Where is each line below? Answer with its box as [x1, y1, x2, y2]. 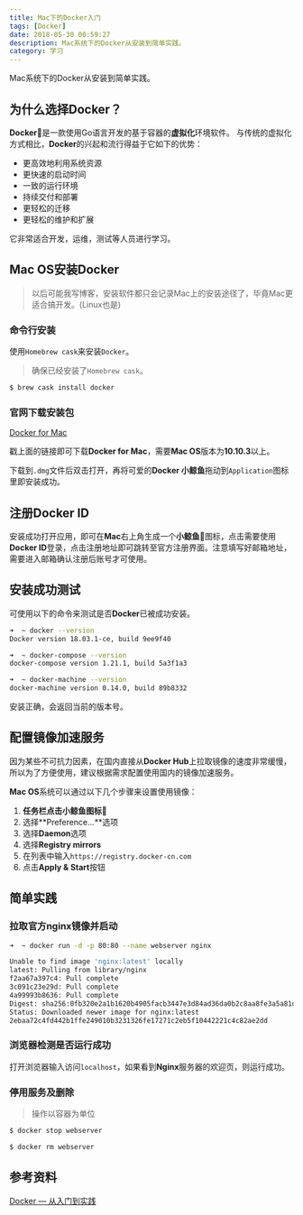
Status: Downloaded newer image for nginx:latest [9, 1008, 200, 1017]
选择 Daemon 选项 [22, 827, 87, 839]
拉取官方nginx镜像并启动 [9, 920, 118, 933]
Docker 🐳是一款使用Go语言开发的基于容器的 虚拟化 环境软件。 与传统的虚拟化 [9, 127, 292, 138]
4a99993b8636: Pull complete [9, 990, 119, 999]
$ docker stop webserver [9, 1127, 103, 1136]
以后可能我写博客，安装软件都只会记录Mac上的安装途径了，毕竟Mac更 [31, 288, 293, 299]
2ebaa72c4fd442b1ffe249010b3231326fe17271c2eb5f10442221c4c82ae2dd [9, 1016, 269, 1025]
